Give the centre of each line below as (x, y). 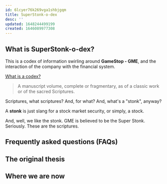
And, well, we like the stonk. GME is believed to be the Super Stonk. (75, 120)
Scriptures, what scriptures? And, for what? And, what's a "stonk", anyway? (83, 101)
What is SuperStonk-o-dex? (50, 49)
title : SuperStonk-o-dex (31, 15)
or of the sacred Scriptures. (46, 91)
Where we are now (35, 176)
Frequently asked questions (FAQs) (62, 142)
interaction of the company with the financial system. (60, 67)
